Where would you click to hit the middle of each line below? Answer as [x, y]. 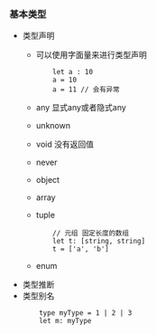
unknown [53, 126]
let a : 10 [73, 72]
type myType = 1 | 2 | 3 [86, 313]
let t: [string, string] [99, 242]
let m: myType [65, 321]
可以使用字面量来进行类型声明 [91, 55]
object [48, 180]
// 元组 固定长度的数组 [91, 234]
